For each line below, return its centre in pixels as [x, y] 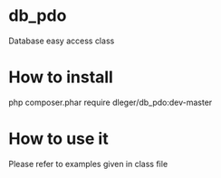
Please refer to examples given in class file [88, 164]
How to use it [59, 139]
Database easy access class [62, 41]
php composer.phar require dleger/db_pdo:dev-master [110, 102]
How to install [61, 77]
